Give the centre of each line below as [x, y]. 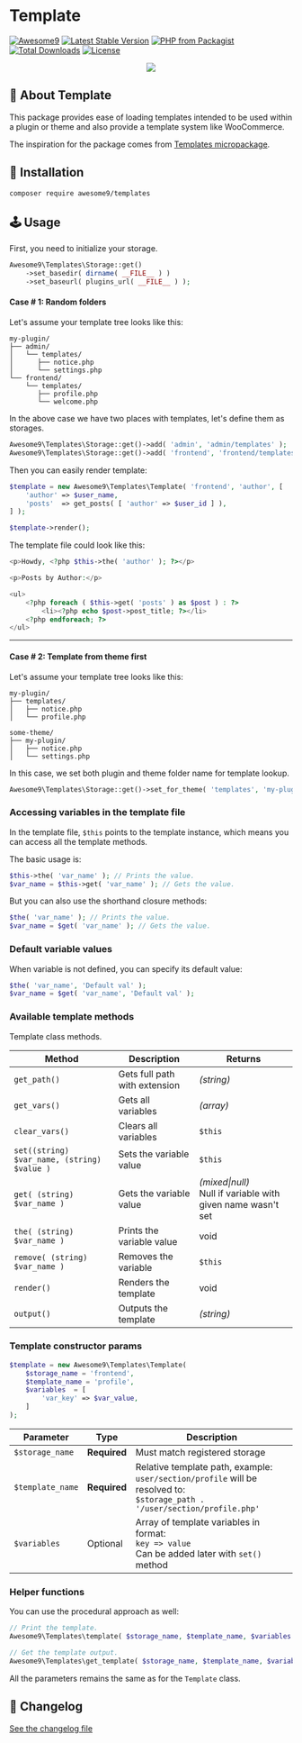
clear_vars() [42, 1131]
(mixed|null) [224, 1182]
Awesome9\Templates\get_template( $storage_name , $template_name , [136, 1661]
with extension [149, 1085]
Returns [244, 1058]
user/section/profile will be [196, 1478]
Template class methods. [56, 1036]
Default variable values [61, 949]
